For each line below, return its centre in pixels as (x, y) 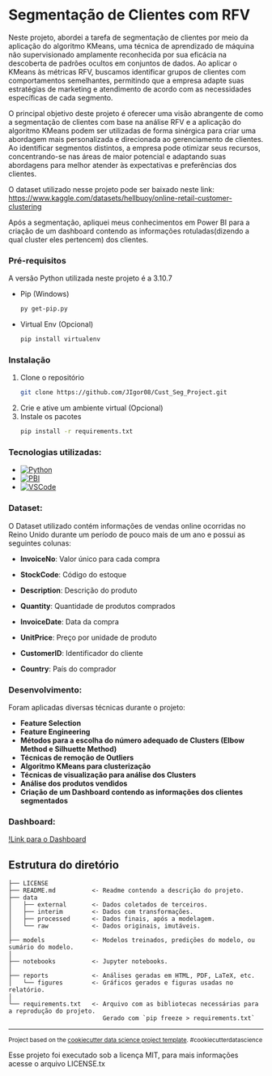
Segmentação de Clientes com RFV (130, 15)
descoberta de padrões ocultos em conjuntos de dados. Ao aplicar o (123, 63)
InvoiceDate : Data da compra (69, 621)
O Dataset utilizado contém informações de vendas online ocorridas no (127, 525)
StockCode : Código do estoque (73, 574)
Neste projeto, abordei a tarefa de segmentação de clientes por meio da (129, 37)
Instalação (30, 360)
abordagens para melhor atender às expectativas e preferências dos (123, 165)
